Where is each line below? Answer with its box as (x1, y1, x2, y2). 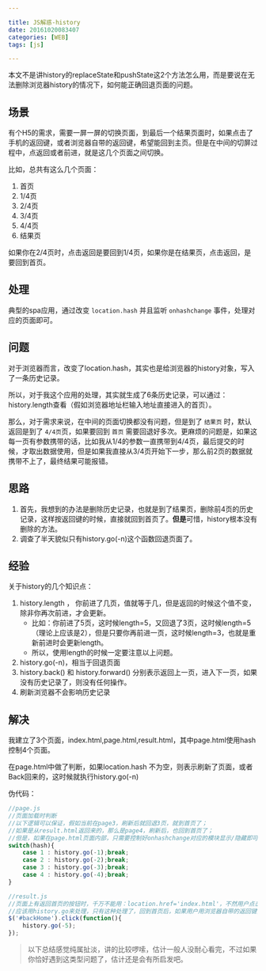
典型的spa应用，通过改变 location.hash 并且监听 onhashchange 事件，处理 (8, 305, 249, 315)
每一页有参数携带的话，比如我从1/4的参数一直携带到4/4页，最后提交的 (8, 436, 237, 446)
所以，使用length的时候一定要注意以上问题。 (31, 648, 177, 658)
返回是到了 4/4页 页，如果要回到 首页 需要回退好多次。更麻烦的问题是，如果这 (8, 427, 257, 436)
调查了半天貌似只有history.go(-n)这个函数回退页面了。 (19, 533, 197, 543)
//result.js (8, 892, 47, 901)
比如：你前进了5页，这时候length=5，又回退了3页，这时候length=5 (31, 618, 252, 628)
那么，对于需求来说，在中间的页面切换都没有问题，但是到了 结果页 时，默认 (8, 416, 252, 426)
